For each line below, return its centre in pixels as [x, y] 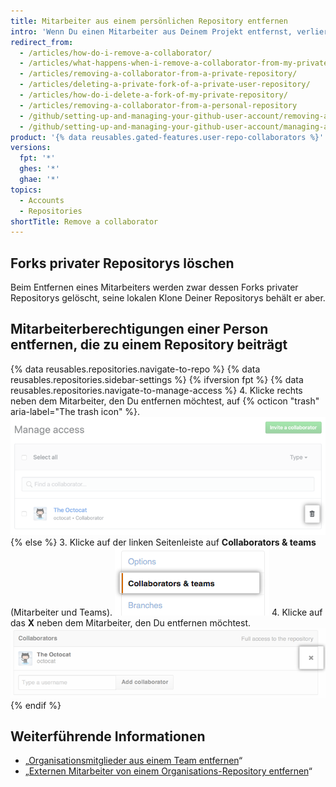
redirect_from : [42, 42]
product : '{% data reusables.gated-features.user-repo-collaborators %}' [167, 137]
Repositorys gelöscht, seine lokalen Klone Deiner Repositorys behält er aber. [168, 298]
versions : [31, 148]
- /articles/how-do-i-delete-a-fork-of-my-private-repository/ [153, 95]
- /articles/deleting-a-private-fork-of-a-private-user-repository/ [165, 85]
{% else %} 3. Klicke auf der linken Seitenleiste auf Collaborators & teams [163, 542]
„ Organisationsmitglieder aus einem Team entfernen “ [133, 761]
